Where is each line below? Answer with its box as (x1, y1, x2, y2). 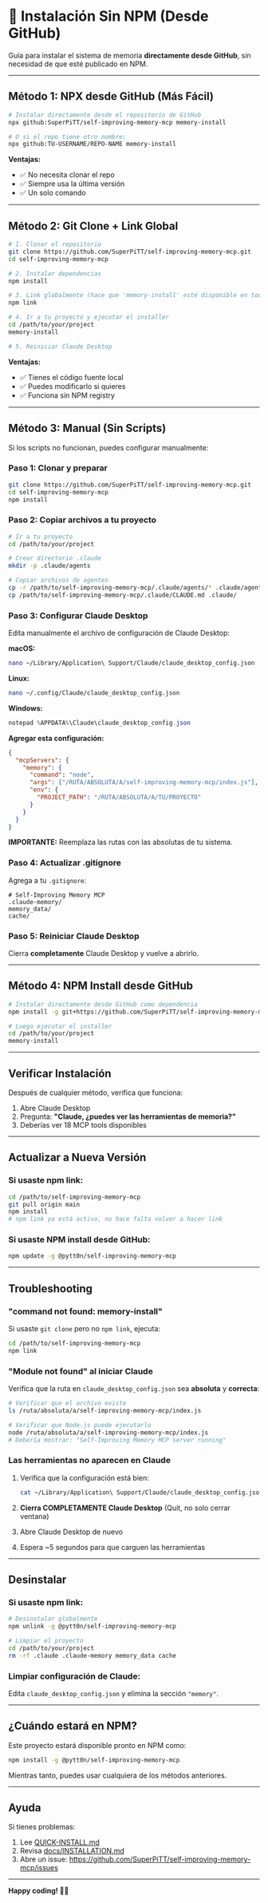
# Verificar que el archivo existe (8, 1399, 127, 1408)
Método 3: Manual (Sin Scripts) (8, 422, 167, 435)
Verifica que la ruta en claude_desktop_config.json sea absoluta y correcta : (8, 1384, 260, 1394)
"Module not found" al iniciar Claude (8, 1366, 153, 1377)
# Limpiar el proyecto (8, 1637, 84, 1645)
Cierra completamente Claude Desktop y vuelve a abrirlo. (8, 948, 199, 957)
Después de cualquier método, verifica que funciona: (8, 1088, 183, 1097)
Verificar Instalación (8, 1066, 112, 1080)
